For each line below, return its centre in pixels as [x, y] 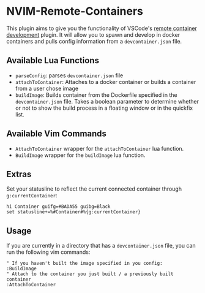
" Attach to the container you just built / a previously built [90, 274]
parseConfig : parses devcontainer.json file [69, 75]
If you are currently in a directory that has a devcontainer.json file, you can [101, 246]
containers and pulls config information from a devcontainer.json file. [94, 41]
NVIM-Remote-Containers [75, 11]
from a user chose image [47, 88]
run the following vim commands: [48, 252]
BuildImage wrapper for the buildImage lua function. [80, 155]
